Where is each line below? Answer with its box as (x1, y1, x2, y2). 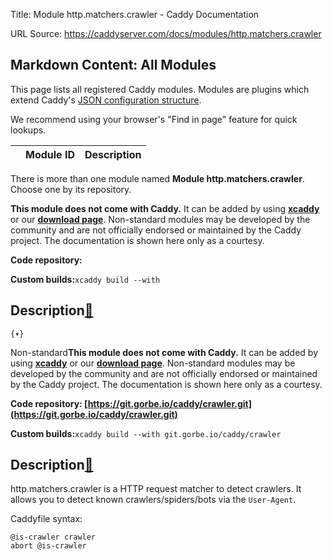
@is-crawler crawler (10, 532, 97, 543)
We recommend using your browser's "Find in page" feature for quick (10, 113, 298, 125)
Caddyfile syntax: (10, 513, 83, 525)
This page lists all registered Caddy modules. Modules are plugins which (10, 83, 310, 95)
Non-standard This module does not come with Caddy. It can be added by (10, 346, 319, 358)
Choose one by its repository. (10, 183, 132, 195)
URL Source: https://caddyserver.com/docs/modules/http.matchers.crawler (10, 28, 322, 39)
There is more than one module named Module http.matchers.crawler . (10, 172, 305, 184)
